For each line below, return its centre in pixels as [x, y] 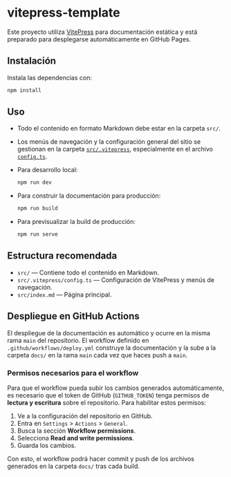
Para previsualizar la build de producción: [76, 222]
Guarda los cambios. [46, 445]
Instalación [32, 61]
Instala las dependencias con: [49, 77]
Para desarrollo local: [47, 170]
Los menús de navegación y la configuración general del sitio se [109, 142]
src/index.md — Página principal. [64, 294]
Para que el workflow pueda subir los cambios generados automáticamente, [116, 388]
